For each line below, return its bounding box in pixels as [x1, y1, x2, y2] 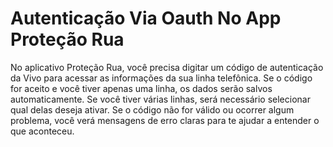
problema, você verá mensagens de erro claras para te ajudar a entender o [10, 114, 320, 126]
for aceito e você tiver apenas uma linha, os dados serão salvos [10, 82, 273, 94]
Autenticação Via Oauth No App [10, 7, 282, 30]
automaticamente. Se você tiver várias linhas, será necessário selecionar [10, 93, 311, 105]
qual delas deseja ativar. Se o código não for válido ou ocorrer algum [10, 103, 295, 116]
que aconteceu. [10, 125, 75, 137]
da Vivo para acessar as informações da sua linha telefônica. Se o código [10, 72, 313, 84]
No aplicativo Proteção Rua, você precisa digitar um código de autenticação [10, 61, 324, 73]
